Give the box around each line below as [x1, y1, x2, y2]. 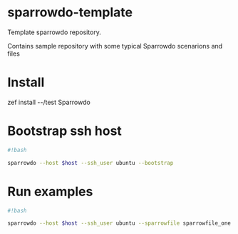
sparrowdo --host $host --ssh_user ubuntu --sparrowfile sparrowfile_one [7, 220, 232, 227]
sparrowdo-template [7, 4, 133, 21]
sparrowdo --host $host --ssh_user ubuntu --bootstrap [7, 159, 174, 166]
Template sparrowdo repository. [7, 28, 102, 36]
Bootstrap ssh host [7, 123, 123, 139]
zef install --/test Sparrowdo [7, 98, 90, 106]
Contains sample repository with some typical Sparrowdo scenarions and [7, 41, 223, 50]
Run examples [7, 183, 93, 200]
